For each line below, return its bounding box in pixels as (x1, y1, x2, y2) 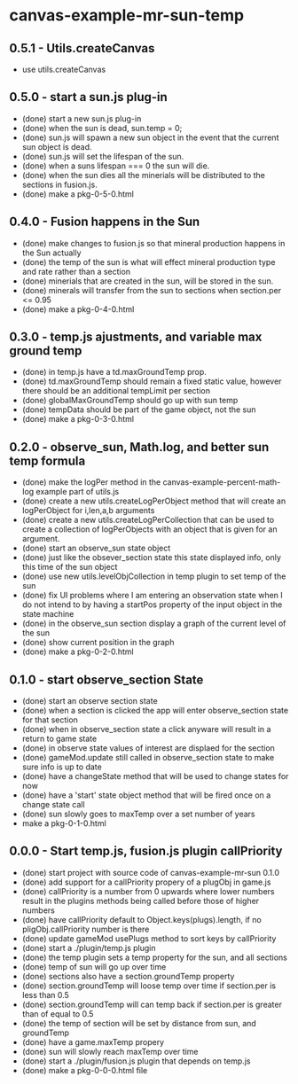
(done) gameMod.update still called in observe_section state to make (21, 753, 275, 763)
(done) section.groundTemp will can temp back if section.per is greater (21, 999, 282, 1010)
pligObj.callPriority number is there (21, 924, 150, 934)
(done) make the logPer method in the (21, 477, 161, 487)
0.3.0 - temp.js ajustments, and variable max (9, 330, 263, 345)
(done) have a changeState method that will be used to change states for (21, 771, 289, 782)
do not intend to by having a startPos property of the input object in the (21, 599, 283, 610)
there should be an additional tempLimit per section (21, 386, 211, 396)
